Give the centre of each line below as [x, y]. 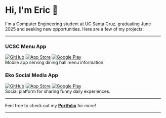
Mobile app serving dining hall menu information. [55, 62]
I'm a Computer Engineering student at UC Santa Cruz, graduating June [78, 24]
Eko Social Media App [32, 75]
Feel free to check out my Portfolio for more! [51, 105]
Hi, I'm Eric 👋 [32, 10]
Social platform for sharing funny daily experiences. [58, 91]
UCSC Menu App [26, 46]
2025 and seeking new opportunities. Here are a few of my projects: [75, 29]
